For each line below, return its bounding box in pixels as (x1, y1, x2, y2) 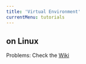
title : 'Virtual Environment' (6, 8, 81, 15)
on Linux (6, 36, 39, 46)
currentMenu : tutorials (6, 14, 65, 20)
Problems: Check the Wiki (6, 52, 69, 59)
